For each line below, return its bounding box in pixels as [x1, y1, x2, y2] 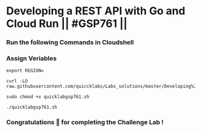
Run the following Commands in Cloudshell [6, 38, 134, 47]
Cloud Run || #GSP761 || [6, 17, 127, 30]
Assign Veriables [6, 54, 57, 63]
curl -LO [6, 78, 28, 84]
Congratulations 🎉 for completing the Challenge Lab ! [6, 118, 164, 127]
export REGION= [6, 67, 44, 74]
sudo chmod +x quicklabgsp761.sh [6, 94, 90, 100]
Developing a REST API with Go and [6, 4, 185, 18]
